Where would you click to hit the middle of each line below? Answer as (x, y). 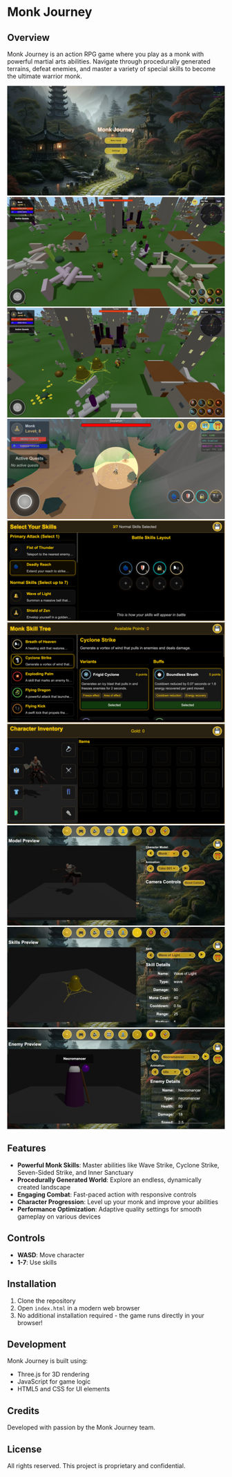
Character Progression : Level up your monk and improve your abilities (118, 1202)
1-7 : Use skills (37, 1262)
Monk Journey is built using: (48, 1361)
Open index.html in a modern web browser (78, 1308)
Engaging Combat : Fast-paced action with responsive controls (107, 1194)
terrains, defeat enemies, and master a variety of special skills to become (112, 69)
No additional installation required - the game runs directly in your (111, 1315)
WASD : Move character (51, 1254)
